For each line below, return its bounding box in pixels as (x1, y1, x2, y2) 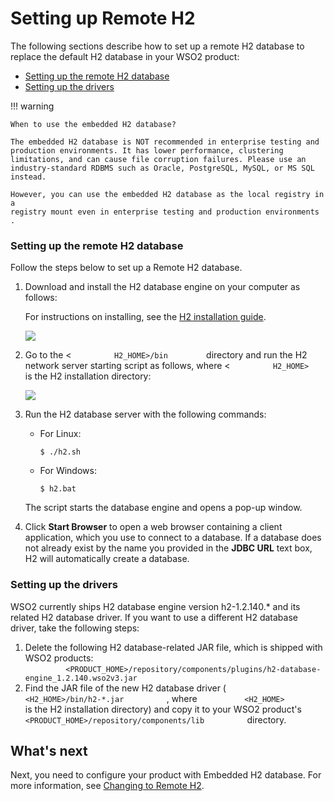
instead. (10, 172, 47, 182)
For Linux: (39, 428, 82, 440)
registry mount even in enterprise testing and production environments (10, 207, 320, 217)
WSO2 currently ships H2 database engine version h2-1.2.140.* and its (10, 600, 301, 612)
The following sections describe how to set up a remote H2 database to (10, 40, 305, 52)
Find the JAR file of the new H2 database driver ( (24, 682, 227, 694)
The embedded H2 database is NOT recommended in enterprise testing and (10, 137, 320, 147)
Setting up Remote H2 (10, 7, 196, 30)
